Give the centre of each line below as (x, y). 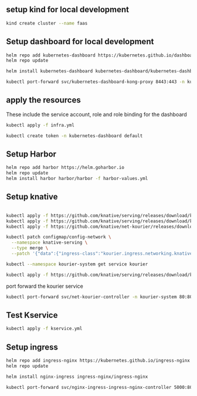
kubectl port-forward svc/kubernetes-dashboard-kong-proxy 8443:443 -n (95, 82)
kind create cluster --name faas (47, 23)
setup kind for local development (68, 10)
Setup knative (32, 197)
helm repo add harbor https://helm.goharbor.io (65, 168)
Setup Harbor (31, 154)
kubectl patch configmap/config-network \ (59, 237)
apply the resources (43, 100)
